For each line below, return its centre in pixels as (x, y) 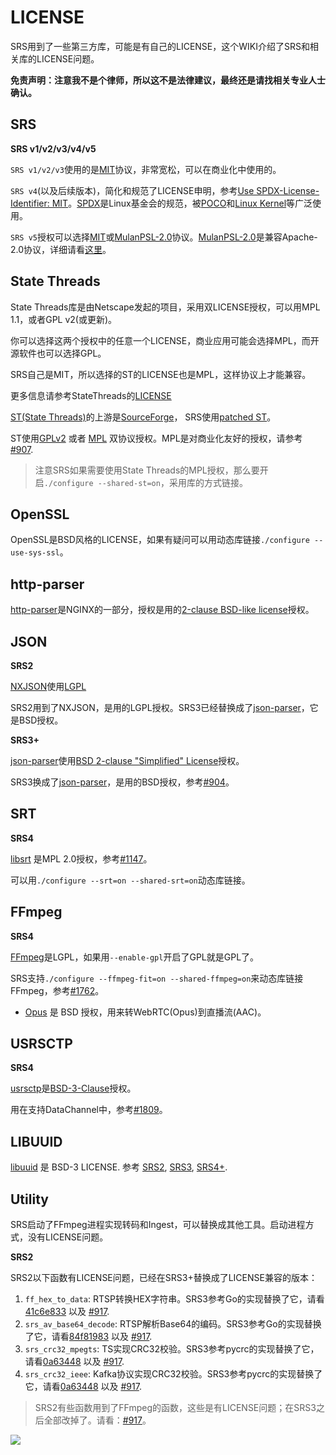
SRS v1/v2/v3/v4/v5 (53, 148)
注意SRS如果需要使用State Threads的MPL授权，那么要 (147, 470)
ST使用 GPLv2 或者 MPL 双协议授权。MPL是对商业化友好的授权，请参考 (156, 438)
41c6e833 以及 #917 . (67, 1312)
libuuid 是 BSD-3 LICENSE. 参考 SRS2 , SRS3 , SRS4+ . (119, 1167)
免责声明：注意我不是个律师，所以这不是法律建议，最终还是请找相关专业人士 (168, 80)
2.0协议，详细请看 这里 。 (61, 249)
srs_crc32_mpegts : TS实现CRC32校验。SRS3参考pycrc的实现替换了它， (172, 1349)
